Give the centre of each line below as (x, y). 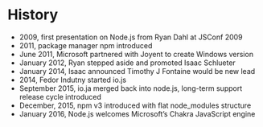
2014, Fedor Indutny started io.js (72, 80)
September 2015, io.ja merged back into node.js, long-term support (131, 88)
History (33, 15)
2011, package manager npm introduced (86, 45)
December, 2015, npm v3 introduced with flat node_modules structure (135, 105)
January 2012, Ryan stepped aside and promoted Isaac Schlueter (127, 63)
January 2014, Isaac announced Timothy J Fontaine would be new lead (137, 71)
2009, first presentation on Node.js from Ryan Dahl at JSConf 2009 (131, 37)
